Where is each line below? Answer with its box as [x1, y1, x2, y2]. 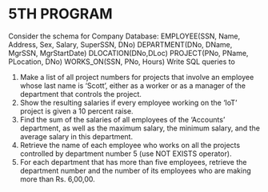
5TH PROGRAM [8, 5, 114, 23]
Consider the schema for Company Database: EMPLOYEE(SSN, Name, [8, 31, 241, 41]
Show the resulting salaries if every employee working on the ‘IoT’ [19, 98, 238, 107]
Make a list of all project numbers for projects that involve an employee [19, 72, 254, 82]
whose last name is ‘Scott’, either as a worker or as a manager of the [19, 81, 246, 90]
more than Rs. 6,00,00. [19, 174, 96, 184]
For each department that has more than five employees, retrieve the [19, 157, 247, 166]
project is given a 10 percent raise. [19, 106, 134, 116]
